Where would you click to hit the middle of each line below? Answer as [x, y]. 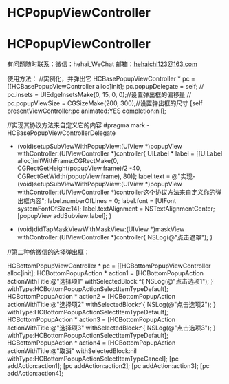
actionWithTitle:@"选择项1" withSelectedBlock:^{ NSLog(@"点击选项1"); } [110, 281]
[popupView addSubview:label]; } [64, 216]
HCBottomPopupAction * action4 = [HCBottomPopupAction [91, 343]
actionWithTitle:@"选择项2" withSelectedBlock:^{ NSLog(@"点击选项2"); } [112, 305]
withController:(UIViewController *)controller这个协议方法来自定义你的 [116, 192]
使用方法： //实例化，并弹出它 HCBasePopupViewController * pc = [101, 79]
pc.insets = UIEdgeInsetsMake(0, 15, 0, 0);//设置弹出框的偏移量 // [99, 95]
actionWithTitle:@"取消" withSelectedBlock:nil [72, 351]
